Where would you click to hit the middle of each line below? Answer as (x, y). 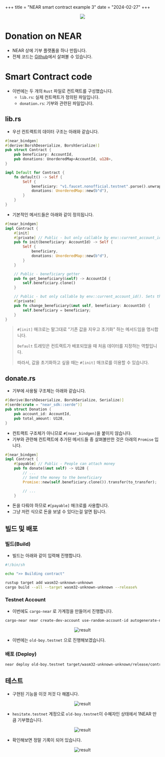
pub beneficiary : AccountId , (44, 154)
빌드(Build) (18, 544)
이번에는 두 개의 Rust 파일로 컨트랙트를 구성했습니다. (62, 91)
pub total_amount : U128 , (39, 418)
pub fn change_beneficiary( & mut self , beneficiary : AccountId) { (82, 305)
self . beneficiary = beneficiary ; (57, 310)
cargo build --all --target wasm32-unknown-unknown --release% (71, 587)
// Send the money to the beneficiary (62, 477)
